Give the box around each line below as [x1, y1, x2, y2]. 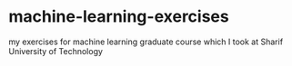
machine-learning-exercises [8, 6, 229, 27]
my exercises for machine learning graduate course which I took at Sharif [8, 36, 284, 47]
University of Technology [8, 45, 104, 56]
